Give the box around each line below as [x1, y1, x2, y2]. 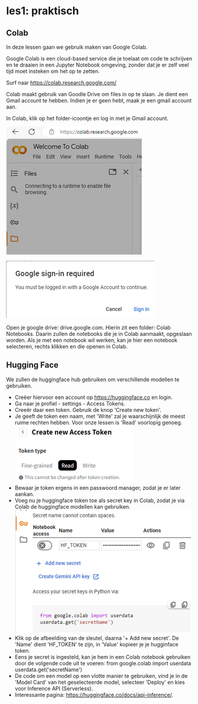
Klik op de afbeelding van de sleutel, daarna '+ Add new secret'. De [14, 635, 179, 642]
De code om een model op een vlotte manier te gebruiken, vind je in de [14, 673, 188, 680]
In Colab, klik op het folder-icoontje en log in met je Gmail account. [6, 115, 168, 122]
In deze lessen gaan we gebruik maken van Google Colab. [6, 43, 148, 50]
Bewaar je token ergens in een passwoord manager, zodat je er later [14, 484, 181, 491]
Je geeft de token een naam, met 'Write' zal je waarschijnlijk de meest [14, 413, 186, 420]
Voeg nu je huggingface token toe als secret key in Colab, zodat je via [14, 497, 185, 504]
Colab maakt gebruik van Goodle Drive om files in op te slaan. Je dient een [6, 91, 188, 97]
